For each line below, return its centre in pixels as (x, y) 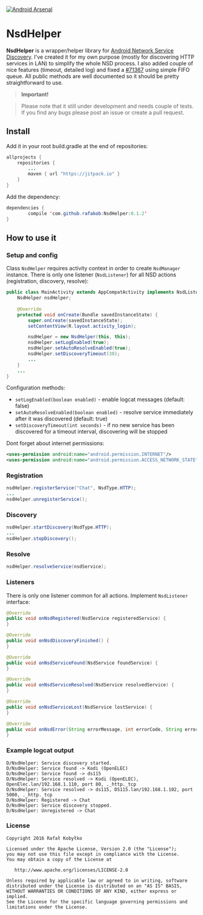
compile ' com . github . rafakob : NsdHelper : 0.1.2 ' (88, 213)
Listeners (21, 582)
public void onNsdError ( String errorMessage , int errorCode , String (94, 729)
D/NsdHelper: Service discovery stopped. (59, 805)
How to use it (31, 238)
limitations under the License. (47, 907)
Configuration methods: (36, 388)
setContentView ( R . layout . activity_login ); (82, 326)
